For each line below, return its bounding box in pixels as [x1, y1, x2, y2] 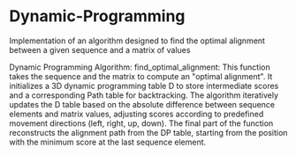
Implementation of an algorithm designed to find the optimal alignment [9, 35, 265, 46]
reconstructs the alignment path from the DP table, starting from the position [9, 127, 288, 137]
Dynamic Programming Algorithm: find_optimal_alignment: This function [9, 62, 271, 72]
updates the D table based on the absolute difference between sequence [9, 99, 276, 109]
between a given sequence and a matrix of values [9, 44, 191, 55]
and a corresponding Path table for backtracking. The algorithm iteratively [9, 90, 279, 100]
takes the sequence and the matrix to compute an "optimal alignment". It [9, 71, 273, 81]
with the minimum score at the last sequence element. [9, 137, 207, 147]
